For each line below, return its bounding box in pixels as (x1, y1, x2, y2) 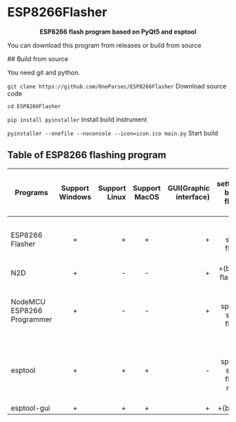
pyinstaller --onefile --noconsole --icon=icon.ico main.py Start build (7, 128, 218, 137)
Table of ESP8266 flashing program (7, 149, 166, 161)
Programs (15, 187, 48, 197)
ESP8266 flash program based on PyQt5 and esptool (39, 27, 197, 36)
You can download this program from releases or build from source (7, 41, 202, 49)
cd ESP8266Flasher (7, 103, 61, 110)
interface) (176, 192, 210, 202)
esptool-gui (11, 403, 51, 413)
